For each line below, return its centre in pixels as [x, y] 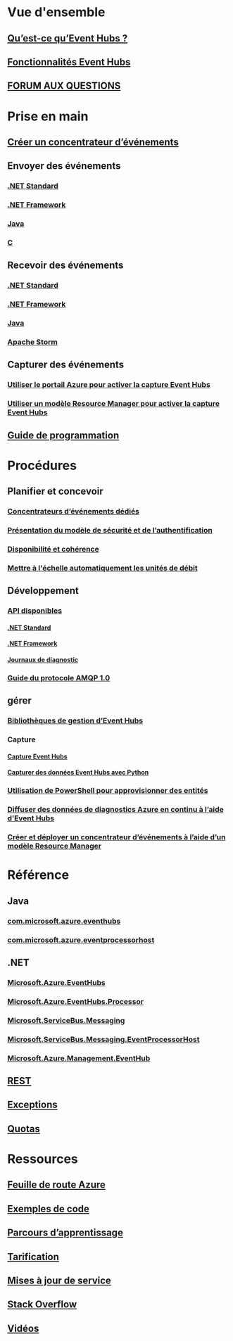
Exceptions [32, 1105]
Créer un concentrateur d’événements [93, 142]
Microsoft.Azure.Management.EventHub [79, 1058]
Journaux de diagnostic [43, 660]
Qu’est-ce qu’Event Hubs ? [68, 38]
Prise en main [48, 116]
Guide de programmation [63, 435]
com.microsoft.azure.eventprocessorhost [81, 940]
